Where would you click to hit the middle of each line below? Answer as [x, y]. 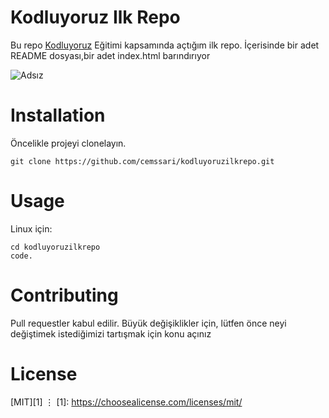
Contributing [64, 295]
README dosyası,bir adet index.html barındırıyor [110, 55]
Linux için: [31, 228]
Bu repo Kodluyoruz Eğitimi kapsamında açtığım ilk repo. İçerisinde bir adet [165, 45]
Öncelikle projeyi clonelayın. [68, 143]
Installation [58, 115]
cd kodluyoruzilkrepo [55, 247]
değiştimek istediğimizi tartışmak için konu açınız [111, 333]
